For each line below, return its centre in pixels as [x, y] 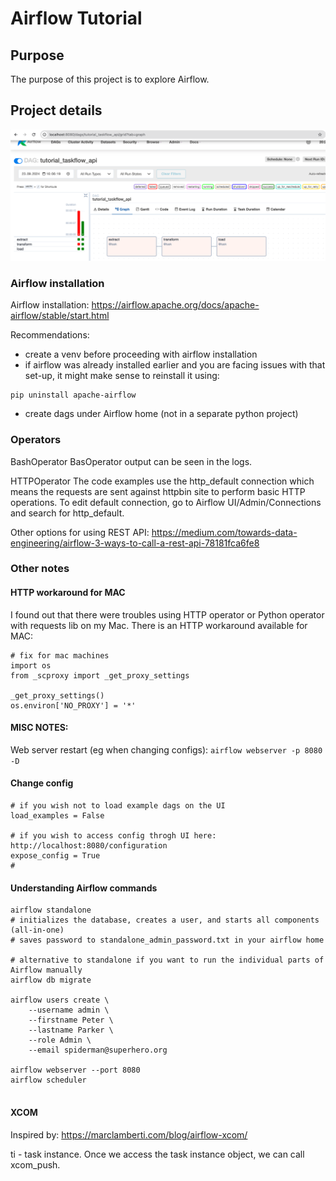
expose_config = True [55, 856]
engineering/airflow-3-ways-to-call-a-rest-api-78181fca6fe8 [135, 543]
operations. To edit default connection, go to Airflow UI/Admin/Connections [166, 502]
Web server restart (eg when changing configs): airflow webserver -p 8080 [166, 749]
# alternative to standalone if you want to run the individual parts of [167, 960]
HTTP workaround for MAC [68, 593]
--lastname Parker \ [71, 1030]
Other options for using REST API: [80, 532]
